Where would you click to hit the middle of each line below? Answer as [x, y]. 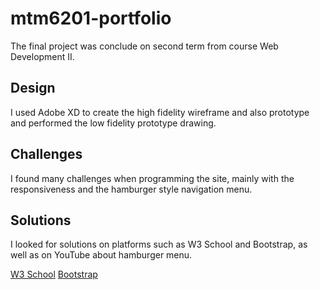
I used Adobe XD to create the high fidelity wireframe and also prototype [160, 112]
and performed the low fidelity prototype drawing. [113, 123]
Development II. [42, 56]
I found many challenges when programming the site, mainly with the [152, 178]
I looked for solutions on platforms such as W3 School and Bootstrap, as [159, 244]
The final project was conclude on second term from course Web [144, 46]
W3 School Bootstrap [54, 274]
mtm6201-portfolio [91, 18]
